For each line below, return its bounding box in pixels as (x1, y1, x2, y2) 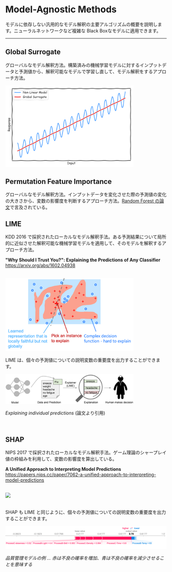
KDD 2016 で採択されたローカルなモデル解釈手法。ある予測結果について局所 (5, 234, 166, 240)
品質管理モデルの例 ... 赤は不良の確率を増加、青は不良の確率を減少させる (5, 555, 160, 561)
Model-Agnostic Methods (5, 4, 117, 15)
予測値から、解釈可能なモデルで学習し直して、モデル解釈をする (18, 68, 153, 74)
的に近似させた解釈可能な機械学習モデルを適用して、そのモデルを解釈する (5, 240, 162, 246)
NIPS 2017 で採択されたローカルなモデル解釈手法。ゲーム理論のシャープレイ (5, 449, 167, 455)
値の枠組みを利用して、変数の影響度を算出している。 (5, 456, 117, 462)
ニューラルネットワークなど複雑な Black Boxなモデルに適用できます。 (13, 27, 161, 34)
